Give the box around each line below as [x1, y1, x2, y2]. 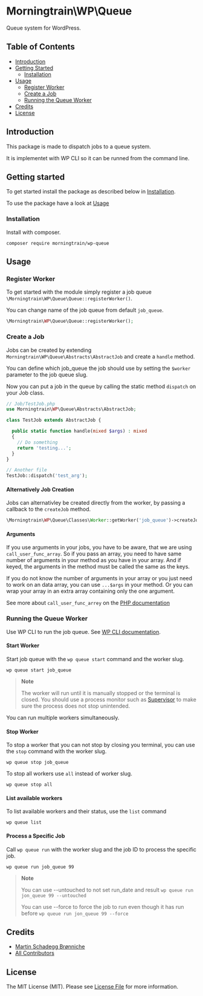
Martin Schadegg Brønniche [14, 943, 85, 950]
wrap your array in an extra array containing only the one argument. [6, 587, 175, 595]
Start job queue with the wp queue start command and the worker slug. [6, 655, 184, 662]
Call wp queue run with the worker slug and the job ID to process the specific [6, 846, 197, 853]
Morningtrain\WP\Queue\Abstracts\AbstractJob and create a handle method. [6, 352, 195, 360]
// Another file [6, 467, 47, 473]
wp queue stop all [6, 781, 53, 788]
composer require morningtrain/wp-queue [6, 240, 110, 246]
